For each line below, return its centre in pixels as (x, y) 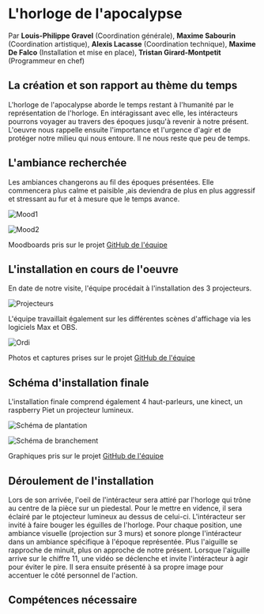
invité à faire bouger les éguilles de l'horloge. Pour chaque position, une (125, 525)
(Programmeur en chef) (47, 61)
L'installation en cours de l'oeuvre (94, 269)
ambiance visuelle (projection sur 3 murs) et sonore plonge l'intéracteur (125, 533)
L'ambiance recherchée (68, 163)
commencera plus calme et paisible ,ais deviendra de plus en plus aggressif (132, 190)
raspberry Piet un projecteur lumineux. (71, 410)
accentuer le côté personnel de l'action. (73, 575)
